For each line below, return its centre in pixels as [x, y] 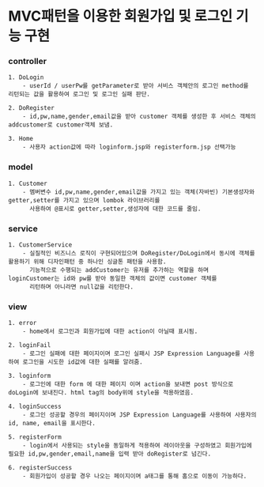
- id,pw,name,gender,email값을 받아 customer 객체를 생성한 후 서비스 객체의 [139, 117]
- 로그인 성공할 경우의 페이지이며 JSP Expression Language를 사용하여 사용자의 [140, 415]
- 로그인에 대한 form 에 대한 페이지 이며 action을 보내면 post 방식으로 [128, 384]
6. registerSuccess [40, 468]
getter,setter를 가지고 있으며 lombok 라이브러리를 [84, 200]
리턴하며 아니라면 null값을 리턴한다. [81, 287]
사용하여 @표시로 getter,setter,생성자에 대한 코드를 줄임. [115, 209]
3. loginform [30, 376]
